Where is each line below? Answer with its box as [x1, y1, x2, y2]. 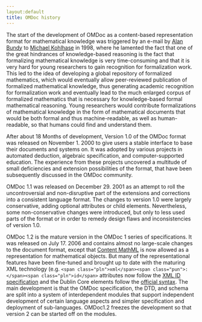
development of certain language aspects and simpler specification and [6, 297, 185, 304]
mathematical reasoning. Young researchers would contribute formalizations [6, 101, 197, 109]
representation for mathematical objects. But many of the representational [6, 252, 190, 260]
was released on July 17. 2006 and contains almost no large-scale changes [6, 239, 193, 246]
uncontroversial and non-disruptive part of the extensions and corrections [6, 189, 191, 196]
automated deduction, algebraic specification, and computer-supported [6, 152, 185, 159]
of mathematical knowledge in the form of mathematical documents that [6, 108, 186, 115]
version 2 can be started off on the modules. [6, 310, 117, 317]
